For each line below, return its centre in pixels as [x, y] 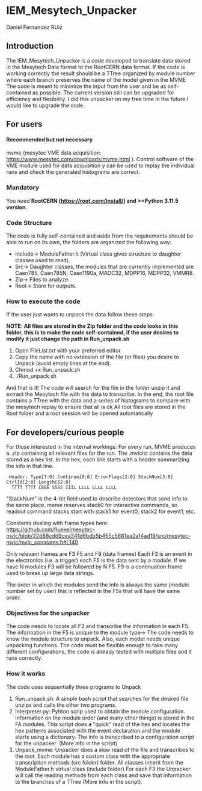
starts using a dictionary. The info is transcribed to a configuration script [104, 737]
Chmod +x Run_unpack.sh [47, 370]
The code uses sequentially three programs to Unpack [74, 687]
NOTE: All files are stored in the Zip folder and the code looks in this [92, 326]
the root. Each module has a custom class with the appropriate [92, 756]
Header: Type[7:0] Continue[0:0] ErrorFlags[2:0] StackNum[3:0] [91, 477]
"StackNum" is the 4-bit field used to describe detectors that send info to [97, 499]
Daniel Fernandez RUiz [35, 27]
